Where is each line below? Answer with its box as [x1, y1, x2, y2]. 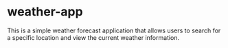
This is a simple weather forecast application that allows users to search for [7, 26, 221, 34]
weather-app [7, 4, 84, 20]
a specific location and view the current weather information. [7, 33, 180, 41]
